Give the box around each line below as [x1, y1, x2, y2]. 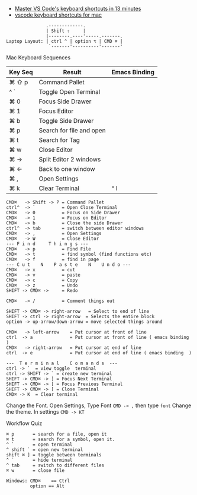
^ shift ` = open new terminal [6, 447, 83, 453]
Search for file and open [38, 126, 106, 134]
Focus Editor [38, 107, 74, 115]
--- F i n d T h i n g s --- [6, 241, 89, 247]
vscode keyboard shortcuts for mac [14, 11, 102, 18]
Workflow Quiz [6, 420, 43, 427]
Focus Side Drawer [38, 97, 92, 106]
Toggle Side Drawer [38, 117, 94, 125]
